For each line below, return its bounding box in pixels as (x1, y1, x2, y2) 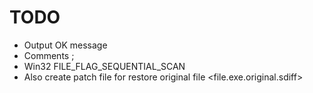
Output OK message (23, 39, 108, 51)
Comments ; (23, 49, 75, 61)
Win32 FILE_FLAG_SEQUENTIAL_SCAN (23, 60, 186, 72)
